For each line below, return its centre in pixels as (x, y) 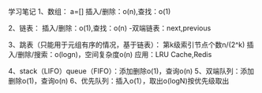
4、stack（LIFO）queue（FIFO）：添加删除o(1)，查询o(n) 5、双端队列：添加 (131, 71)
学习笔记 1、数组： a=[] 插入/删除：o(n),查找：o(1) (90, 11)
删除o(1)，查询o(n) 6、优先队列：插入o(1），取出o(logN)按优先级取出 (119, 81)
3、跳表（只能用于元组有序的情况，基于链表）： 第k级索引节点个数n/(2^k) (127, 45)
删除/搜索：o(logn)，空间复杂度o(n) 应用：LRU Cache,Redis (115, 54)
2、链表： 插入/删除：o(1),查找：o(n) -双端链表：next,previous (110, 28)
